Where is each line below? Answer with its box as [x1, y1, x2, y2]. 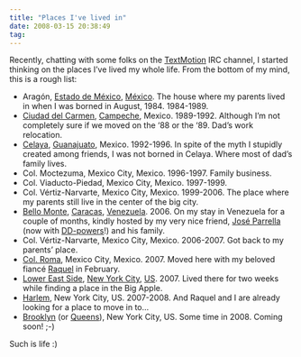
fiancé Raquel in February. [22, 263, 120, 275]
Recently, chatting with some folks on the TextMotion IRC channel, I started [9, 55, 288, 66]
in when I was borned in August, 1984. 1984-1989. [22, 101, 209, 112]
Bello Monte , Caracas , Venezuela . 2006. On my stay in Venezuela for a [22, 206, 286, 217]
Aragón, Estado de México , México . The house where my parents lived [22, 91, 286, 102]
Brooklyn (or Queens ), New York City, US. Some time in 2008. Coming [22, 312, 283, 323]
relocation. [22, 130, 63, 141]
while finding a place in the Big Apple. [22, 283, 163, 294]
